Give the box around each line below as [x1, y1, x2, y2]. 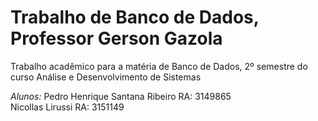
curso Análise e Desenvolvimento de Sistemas [10, 71, 202, 83]
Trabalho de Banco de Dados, [10, 6, 260, 29]
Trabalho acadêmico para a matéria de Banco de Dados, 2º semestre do [10, 60, 308, 72]
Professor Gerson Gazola [10, 27, 223, 50]
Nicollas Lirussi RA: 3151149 [10, 101, 125, 113]
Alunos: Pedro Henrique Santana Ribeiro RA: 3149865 [10, 90, 232, 102]
